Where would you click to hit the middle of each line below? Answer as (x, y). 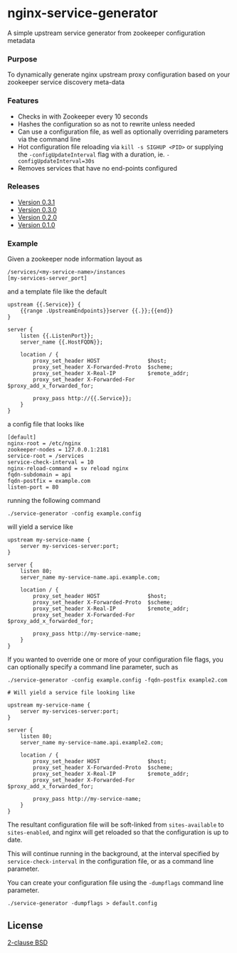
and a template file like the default (57, 291)
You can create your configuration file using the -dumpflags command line (116, 883)
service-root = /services (46, 456)
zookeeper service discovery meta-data (66, 82)
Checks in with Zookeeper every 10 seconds (83, 116)
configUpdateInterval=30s (56, 161)
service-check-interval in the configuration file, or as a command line (111, 862)
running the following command (54, 501)
